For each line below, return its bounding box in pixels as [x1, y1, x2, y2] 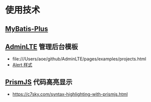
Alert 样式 [12, 62, 33, 68]
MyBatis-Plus [5, 24, 48, 33]
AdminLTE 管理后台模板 [5, 43, 78, 51]
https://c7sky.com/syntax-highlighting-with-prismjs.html [12, 91, 128, 97]
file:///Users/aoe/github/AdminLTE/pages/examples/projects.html [12, 56, 147, 62]
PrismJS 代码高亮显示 [5, 78, 73, 86]
